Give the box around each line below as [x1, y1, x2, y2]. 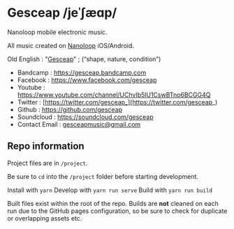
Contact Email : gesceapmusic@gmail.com [17, 120, 141, 128]
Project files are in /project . [7, 159, 88, 167]
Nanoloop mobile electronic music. [7, 28, 108, 36]
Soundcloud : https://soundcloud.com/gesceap [17, 113, 154, 121]
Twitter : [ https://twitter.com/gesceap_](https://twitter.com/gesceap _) [17, 97, 218, 106]
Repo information [7, 141, 85, 152]
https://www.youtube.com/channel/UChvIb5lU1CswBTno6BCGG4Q [17, 90, 211, 99]
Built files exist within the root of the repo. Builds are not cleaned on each [7, 199, 219, 207]
